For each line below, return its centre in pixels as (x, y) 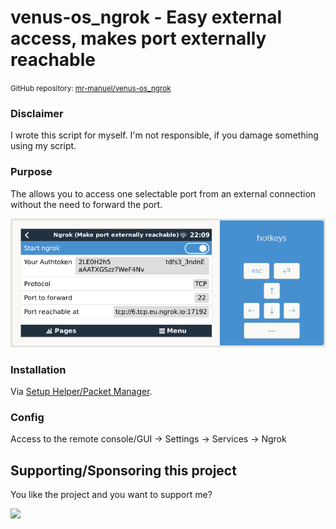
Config (27, 417)
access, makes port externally (138, 38)
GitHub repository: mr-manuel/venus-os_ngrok (91, 88)
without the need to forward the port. (86, 204)
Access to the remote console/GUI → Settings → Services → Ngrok (148, 439)
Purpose (31, 172)
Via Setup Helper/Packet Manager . (81, 391)
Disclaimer (37, 113)
